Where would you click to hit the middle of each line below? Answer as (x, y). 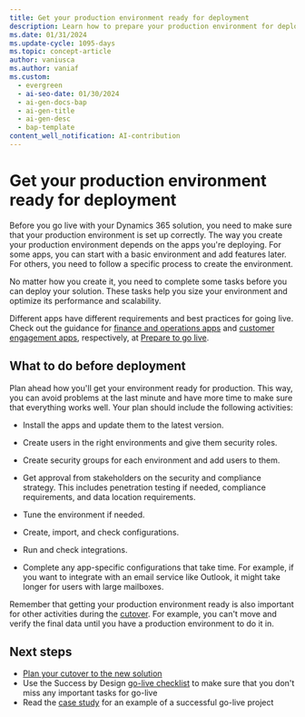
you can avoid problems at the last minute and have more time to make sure (151, 398)
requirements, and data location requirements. (109, 496)
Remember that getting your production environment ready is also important (152, 604)
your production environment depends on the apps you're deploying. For (145, 244)
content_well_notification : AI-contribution (95, 136)
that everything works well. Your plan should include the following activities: (151, 407)
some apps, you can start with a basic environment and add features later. (148, 254)
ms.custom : (30, 77)
